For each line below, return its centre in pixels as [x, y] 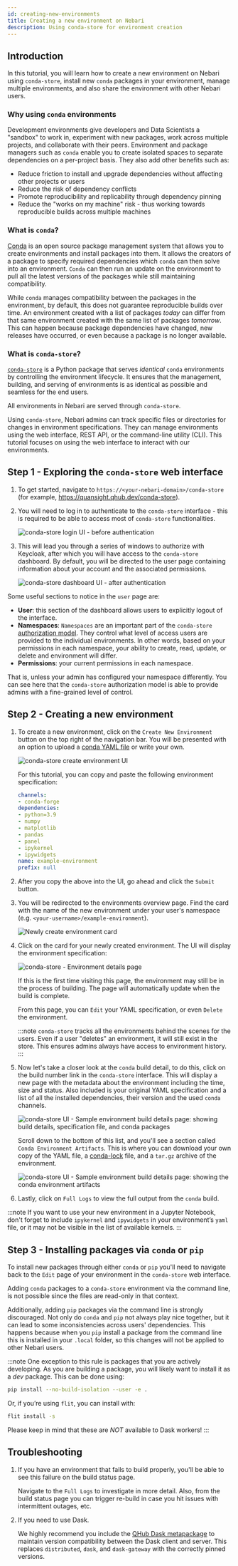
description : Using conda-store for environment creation [95, 27]
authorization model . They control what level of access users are [113, 633]
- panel [29, 841]
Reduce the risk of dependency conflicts [77, 189]
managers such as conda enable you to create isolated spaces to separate [115, 152]
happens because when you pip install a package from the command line [115, 1332]
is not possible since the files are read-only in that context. [93, 1296]
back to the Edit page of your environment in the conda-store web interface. [119, 1275]
